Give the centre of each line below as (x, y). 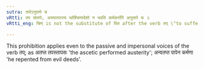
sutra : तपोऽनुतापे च (27, 12)
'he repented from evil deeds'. (44, 59)
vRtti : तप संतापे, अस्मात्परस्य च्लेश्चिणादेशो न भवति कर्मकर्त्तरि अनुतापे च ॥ (78, 18)
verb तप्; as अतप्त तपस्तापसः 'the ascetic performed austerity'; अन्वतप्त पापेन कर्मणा (100, 53)
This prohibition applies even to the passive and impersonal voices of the (98, 46)
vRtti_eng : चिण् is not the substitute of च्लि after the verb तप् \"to (94, 23)
